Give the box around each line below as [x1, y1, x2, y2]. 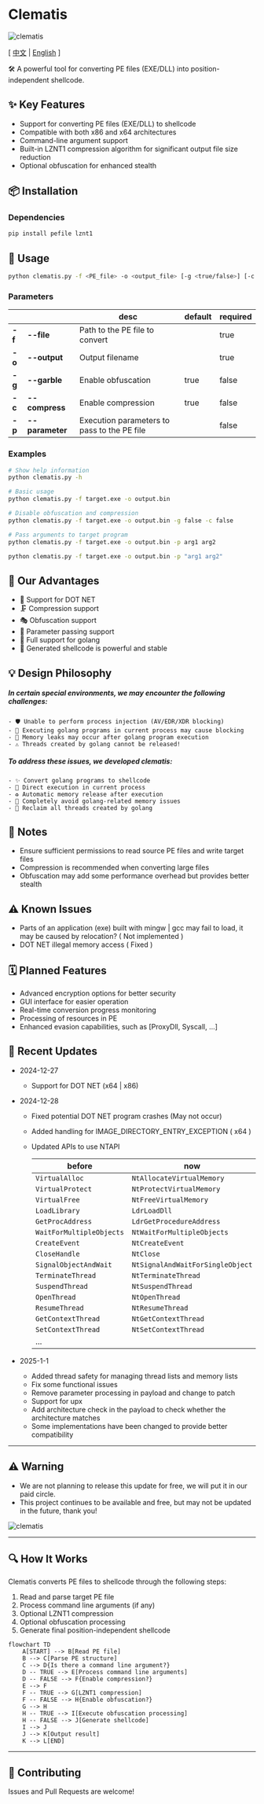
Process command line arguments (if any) [19, 1600, 156, 1610]
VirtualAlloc [35, 1173, 84, 1183]
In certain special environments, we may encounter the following [8, 688, 225, 698]
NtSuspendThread [131, 1282, 192, 1290]
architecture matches [31, 1413, 101, 1423]
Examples [8, 448, 47, 459]
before [67, 1160, 93, 1171]
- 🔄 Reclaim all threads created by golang [8, 804, 153, 812]
